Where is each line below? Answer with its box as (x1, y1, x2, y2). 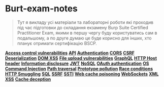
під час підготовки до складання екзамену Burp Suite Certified (17, 24, 149, 30)
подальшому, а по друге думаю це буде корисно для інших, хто (17, 35, 152, 41)
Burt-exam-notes (5, 3, 78, 14)
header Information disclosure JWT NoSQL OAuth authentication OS (5, 60, 149, 66)
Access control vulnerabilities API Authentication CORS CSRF (5, 50, 134, 56)
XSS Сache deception (5, 76, 51, 82)
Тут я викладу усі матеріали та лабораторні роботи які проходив (17, 19, 154, 25)
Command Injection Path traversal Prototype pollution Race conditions (5, 65, 153, 72)
